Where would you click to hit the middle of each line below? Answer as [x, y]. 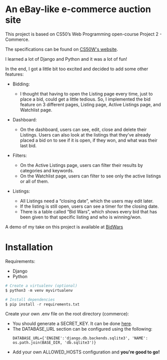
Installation [29, 247]
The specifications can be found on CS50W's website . [62, 49]
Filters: [20, 155]
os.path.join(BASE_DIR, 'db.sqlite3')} [54, 343]
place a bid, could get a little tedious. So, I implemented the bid [85, 99]
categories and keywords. [47, 170]
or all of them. [34, 181]
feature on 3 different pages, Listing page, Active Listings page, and [90, 104]
